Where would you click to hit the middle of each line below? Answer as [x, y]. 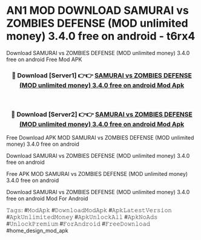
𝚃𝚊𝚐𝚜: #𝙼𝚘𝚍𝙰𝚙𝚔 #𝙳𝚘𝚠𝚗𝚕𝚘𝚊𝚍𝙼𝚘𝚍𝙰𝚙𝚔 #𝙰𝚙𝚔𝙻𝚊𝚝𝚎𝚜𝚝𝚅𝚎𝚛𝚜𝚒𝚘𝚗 [89, 210]
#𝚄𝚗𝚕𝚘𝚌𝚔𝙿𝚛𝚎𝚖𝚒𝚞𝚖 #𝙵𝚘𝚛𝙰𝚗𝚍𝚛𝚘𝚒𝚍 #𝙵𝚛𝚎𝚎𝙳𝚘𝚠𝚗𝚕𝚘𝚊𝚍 [78, 224]
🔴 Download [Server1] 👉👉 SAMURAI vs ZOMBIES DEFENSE [102, 75]
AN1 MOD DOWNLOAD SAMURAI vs [97, 11]
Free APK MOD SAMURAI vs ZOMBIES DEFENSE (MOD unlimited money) [97, 174]
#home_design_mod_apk [37, 230]
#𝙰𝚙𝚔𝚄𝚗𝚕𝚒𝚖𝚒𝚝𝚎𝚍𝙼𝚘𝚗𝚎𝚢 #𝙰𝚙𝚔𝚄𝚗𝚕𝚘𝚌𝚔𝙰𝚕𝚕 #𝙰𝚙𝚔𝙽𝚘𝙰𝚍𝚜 [82, 217]
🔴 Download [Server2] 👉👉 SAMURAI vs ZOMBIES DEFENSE [102, 114]
